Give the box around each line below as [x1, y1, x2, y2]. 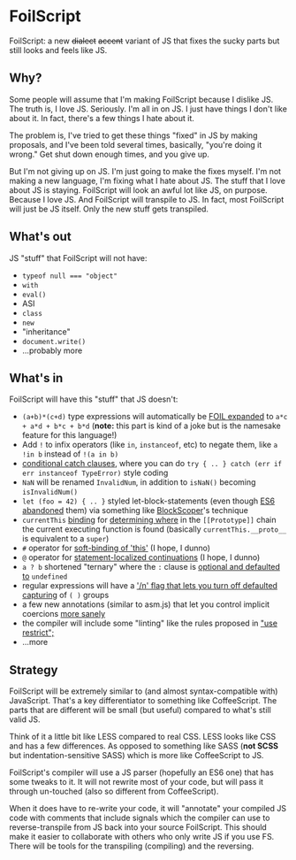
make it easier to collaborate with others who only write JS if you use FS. [9, 832, 275, 842]
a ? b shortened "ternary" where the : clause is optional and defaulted [21, 562, 281, 572]
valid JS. [9, 714, 41, 725]
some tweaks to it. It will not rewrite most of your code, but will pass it [9, 777, 263, 787]
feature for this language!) [21, 430, 118, 441]
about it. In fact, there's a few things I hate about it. [9, 112, 194, 123]
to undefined [21, 571, 68, 581]
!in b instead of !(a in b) [21, 449, 119, 459]
